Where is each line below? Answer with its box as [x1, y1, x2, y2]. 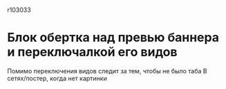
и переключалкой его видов [7, 44, 178, 60]
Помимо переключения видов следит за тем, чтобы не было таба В [7, 66, 207, 75]
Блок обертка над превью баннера [7, 30, 220, 45]
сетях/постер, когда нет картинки [7, 74, 107, 82]
